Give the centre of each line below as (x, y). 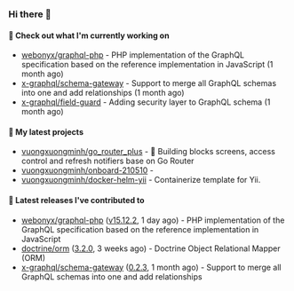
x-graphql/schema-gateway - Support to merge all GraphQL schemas (149, 83)
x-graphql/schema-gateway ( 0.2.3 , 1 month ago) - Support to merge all (151, 267)
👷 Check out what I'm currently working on (89, 35)
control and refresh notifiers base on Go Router (107, 161)
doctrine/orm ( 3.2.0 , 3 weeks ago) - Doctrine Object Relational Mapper (151, 248)
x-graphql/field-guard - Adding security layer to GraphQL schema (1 (146, 102)
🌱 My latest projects (46, 131)
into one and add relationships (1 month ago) (103, 93)
